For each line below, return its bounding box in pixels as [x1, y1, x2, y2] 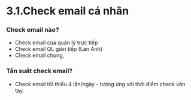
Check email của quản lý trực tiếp [14, 39, 98, 46]
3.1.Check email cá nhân [6, 4, 129, 18]
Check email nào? [6, 26, 59, 34]
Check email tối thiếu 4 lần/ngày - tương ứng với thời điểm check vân [14, 80, 186, 87]
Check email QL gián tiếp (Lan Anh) [14, 46, 103, 53]
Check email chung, [14, 52, 65, 59]
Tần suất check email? [6, 67, 73, 75]
